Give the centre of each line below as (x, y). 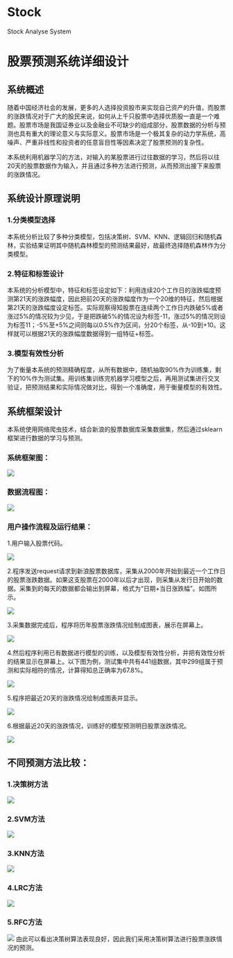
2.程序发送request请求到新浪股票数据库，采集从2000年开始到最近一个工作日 (116, 570)
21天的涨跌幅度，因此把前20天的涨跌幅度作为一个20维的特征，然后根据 (121, 298)
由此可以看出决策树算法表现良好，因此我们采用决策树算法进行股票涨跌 (116, 939)
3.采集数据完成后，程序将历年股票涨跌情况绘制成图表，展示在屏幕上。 (107, 625)
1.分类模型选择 (31, 220)
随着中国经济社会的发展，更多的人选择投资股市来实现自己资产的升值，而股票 (116, 107)
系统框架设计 (35, 411)
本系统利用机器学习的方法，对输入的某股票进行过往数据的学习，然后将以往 (113, 157)
